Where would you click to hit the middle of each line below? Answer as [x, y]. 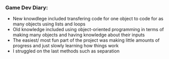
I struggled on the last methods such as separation [66, 51]
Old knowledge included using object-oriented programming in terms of [88, 29]
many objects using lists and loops [49, 24]
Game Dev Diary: [27, 8]
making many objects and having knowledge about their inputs [79, 35]
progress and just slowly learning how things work [66, 46]
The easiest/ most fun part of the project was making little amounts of [86, 40]
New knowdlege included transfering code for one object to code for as [88, 19]
